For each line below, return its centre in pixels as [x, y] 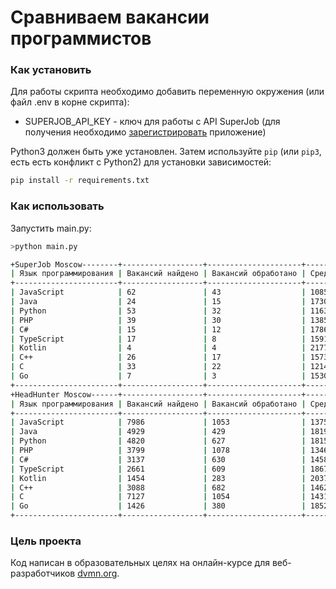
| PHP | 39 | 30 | [158, 320]
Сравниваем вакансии [110, 17]
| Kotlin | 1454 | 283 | [158, 478]
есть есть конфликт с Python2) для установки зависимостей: [141, 162]
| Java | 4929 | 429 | [158, 432]
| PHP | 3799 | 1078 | [158, 451]
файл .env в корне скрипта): [70, 102]
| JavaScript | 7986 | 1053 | [158, 422]
